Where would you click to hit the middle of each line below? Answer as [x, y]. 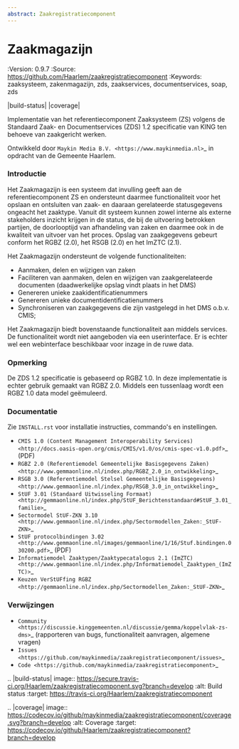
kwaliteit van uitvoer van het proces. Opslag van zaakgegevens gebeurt [112, 235]
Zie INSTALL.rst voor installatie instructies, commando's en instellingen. [113, 427]
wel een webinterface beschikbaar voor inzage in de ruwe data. [101, 344]
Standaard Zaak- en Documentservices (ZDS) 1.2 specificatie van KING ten [117, 127]
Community [32, 621]
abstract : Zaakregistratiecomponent [62, 14]
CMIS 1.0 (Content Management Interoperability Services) [105, 442]
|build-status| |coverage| [44, 105]
